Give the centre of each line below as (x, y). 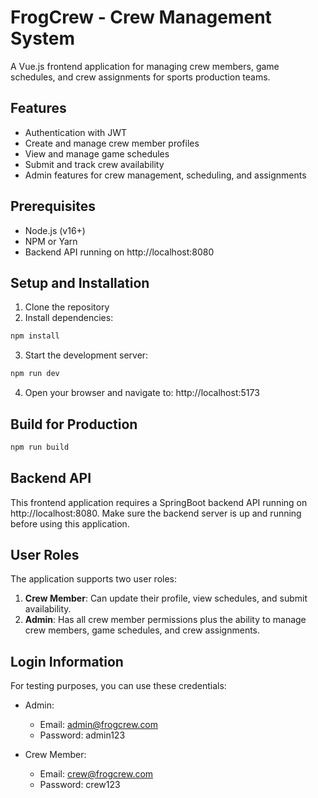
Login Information (67, 661)
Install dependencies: (69, 318)
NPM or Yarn (51, 241)
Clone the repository (67, 307)
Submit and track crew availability (94, 164)
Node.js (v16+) (55, 230)
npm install (35, 336)
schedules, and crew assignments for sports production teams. (140, 77)
